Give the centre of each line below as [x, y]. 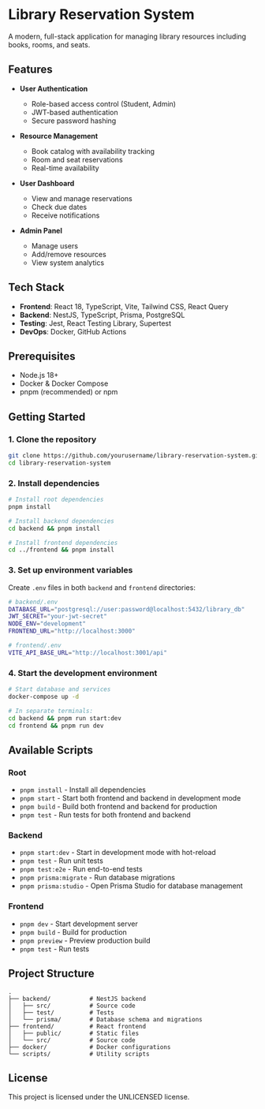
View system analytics [68, 263]
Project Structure [51, 974]
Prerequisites [42, 356]
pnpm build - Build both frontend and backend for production [118, 807]
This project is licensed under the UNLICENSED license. [99, 1097]
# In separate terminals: [50, 711]
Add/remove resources [69, 254]
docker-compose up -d [44, 696]
